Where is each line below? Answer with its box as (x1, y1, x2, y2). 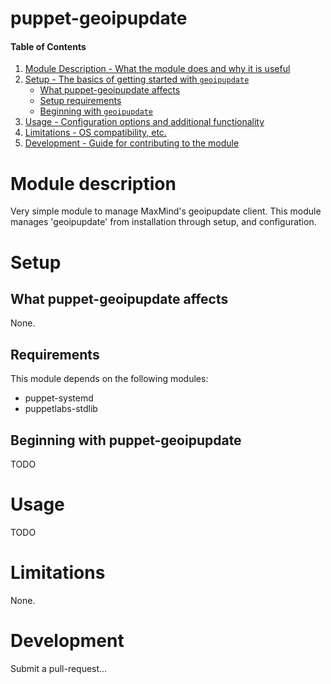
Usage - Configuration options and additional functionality (24, 116, 265, 128)
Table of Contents (10, 40, 87, 52)
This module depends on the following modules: (10, 373, 209, 385)
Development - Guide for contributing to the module (24, 137, 240, 149)
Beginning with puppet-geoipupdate (10, 432, 242, 449)
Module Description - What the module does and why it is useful (24, 63, 291, 75)
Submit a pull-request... (10, 662, 108, 674)
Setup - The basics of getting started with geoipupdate (24, 73, 250, 86)
